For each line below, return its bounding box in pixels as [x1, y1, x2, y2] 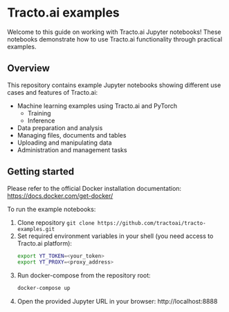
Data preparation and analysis [17, 123, 103, 132]
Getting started [7, 166, 75, 178]
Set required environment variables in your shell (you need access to [17, 232, 214, 240]
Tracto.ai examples [7, 5, 120, 21]
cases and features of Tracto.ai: [7, 88, 98, 96]
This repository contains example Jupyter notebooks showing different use [7, 81, 221, 89]
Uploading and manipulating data [17, 138, 112, 147]
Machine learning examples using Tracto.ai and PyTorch [17, 102, 178, 110]
